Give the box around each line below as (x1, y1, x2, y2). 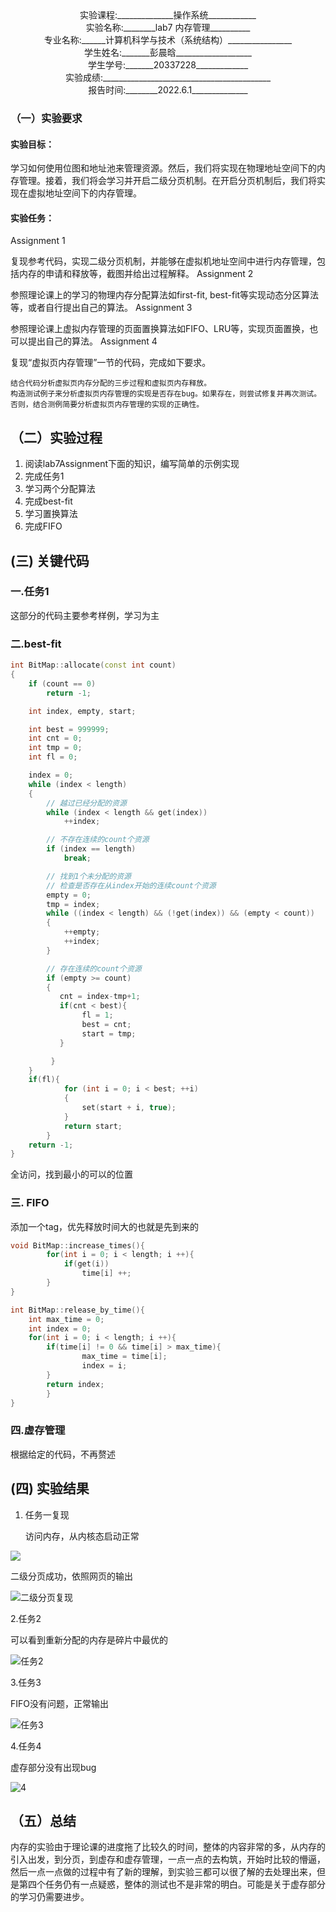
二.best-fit (10, 637, 62, 651)
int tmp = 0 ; (28, 743, 83, 753)
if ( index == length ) (46, 844, 137, 854)
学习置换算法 (24, 508, 78, 520)
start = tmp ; (81, 1028, 137, 1039)
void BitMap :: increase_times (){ (10, 1240, 145, 1251)
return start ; (63, 1121, 123, 1131)
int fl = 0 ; (28, 752, 78, 762)
